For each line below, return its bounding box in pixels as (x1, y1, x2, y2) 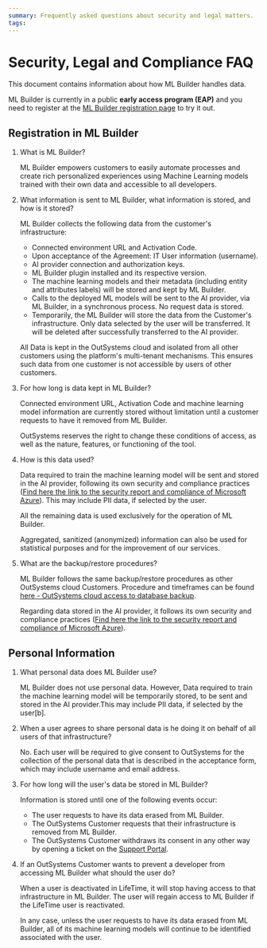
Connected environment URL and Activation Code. (31, 243, 197, 253)
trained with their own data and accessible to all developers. (19, 180, 217, 189)
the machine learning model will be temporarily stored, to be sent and (19, 691, 248, 701)
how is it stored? (19, 203, 74, 213)
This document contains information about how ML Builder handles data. (8, 79, 246, 89)
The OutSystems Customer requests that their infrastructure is (31, 819, 236, 829)
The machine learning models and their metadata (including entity (31, 277, 248, 286)
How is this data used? (19, 455, 95, 465)
